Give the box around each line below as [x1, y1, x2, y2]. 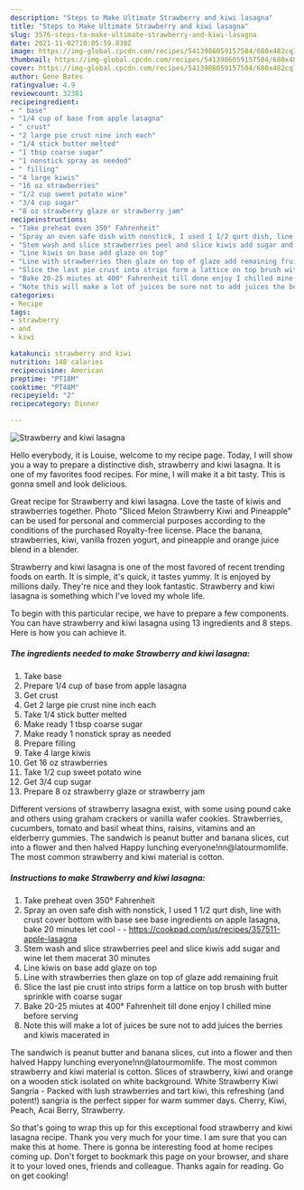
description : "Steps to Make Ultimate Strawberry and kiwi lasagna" [10, 13, 273, 23]
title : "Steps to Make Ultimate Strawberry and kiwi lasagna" [10, 22, 249, 31]
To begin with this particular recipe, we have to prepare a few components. [10, 608, 290, 619]
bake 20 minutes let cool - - [23, 923, 127, 934]
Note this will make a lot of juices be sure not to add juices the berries [23, 1019, 283, 1031]
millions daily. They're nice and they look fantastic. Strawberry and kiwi [10, 581, 275, 591]
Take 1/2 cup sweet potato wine [23, 766, 143, 778]
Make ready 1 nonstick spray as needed [23, 728, 171, 739]
